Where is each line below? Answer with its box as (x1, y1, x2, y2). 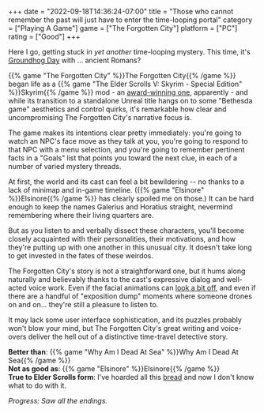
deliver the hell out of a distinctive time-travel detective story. (28, 332, 228, 341)
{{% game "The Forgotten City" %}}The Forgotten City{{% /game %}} (8, 71, 236, 80)
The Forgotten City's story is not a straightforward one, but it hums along (8, 266, 246, 276)
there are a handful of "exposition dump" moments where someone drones (8, 291, 253, 301)
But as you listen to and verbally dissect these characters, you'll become (8, 226, 245, 235)
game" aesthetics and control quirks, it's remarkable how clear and (8, 104, 227, 114)
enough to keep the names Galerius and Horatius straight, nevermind (8, 202, 233, 212)
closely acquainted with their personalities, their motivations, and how (8, 235, 236, 243)
